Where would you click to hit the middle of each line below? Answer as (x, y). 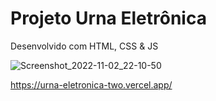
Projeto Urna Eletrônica (108, 18)
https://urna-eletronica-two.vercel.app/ (91, 84)
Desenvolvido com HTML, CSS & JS (84, 46)
